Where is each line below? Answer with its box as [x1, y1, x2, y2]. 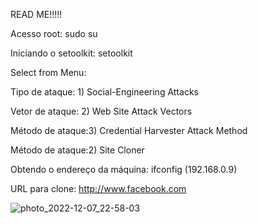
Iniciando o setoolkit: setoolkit [10, 47, 133, 59]
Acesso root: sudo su [10, 28, 98, 39]
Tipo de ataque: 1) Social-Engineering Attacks [10, 86, 199, 98]
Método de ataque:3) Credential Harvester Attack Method [10, 125, 248, 136]
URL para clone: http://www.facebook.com [10, 183, 187, 194]
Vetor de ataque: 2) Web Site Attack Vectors [10, 105, 193, 117]
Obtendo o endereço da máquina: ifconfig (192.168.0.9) [10, 164, 238, 175]
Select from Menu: [10, 67, 87, 78]
